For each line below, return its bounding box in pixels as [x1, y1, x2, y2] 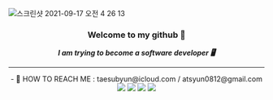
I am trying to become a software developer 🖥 [58, 48, 215, 58]
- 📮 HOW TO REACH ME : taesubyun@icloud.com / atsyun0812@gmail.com [11, 74, 262, 84]
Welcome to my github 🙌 [87, 29, 186, 40]
